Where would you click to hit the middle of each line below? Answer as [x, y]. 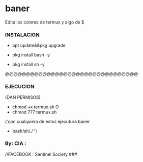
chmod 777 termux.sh [34, 112]
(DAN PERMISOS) [23, 97]
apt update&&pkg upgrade [39, 46]
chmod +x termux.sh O [35, 107]
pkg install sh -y [29, 65]
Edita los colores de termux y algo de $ [45, 22]
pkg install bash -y [31, 55]
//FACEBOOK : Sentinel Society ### [41, 154]
